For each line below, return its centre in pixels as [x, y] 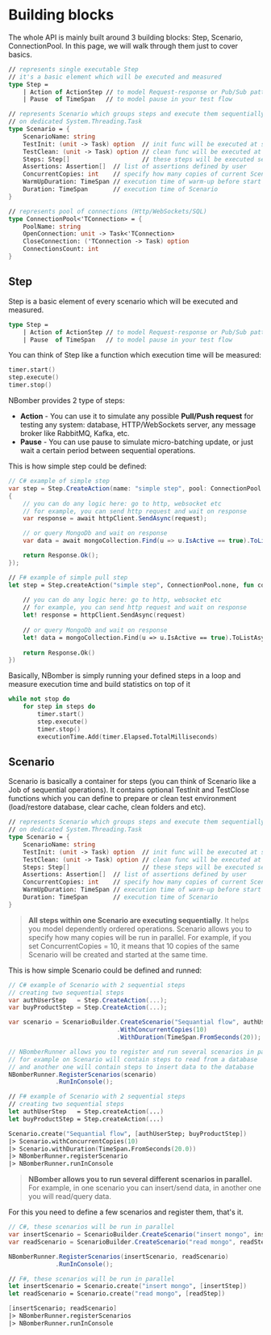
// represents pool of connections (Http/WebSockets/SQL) [108, 211]
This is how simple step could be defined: [77, 466]
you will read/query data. [69, 1197]
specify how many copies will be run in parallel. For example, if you [140, 937]
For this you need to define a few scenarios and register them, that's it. [126, 1212]
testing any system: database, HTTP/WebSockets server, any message [138, 425]
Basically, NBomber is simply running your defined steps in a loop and [125, 676]
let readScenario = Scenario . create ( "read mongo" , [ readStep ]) [117, 1294]
